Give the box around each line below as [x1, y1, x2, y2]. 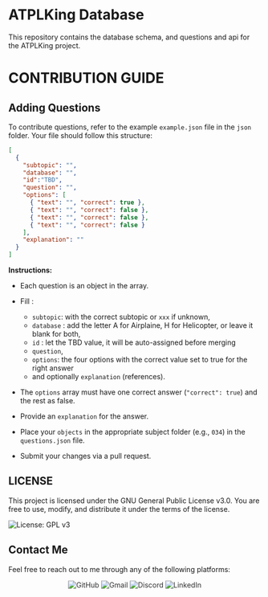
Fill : [19, 296, 35, 306]
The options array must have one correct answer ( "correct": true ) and [19, 387, 258, 397]
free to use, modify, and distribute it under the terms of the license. [8, 504, 230, 513]
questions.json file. [19, 435, 86, 445]
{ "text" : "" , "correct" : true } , [29, 198, 146, 206]
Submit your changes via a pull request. [19, 452, 152, 461]
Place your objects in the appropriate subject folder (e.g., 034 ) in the [19, 427, 246, 437]
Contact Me [8, 543, 68, 557]
